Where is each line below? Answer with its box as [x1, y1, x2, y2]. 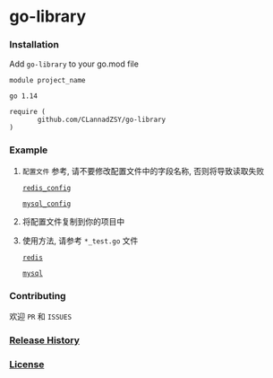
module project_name [9, 76, 87, 85]
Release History [9, 334, 81, 347]
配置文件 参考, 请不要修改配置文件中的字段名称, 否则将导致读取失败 [21, 165, 265, 176]
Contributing [9, 289, 66, 302]
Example [9, 144, 48, 156]
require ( [9, 108, 47, 117]
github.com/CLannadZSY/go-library [37, 115, 166, 125]
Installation [9, 39, 60, 51]
